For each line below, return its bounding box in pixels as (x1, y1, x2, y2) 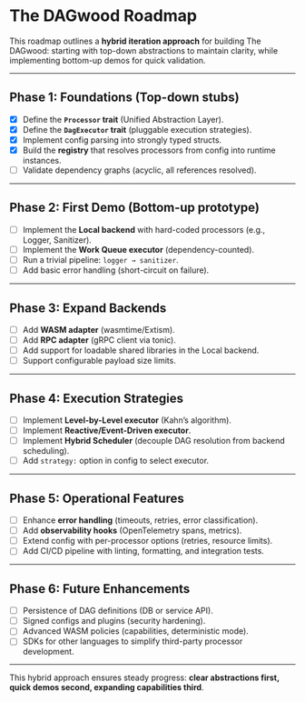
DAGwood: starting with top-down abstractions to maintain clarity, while (9, 45, 279, 55)
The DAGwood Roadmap (9, 5, 198, 26)
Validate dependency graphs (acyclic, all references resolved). (22, 165, 257, 175)
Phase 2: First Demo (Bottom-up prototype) (9, 200, 261, 216)
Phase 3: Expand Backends (9, 300, 167, 316)
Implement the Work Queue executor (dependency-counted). (22, 244, 255, 255)
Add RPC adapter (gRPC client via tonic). (22, 335, 177, 346)
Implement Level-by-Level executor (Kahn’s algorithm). (22, 415, 231, 426)
